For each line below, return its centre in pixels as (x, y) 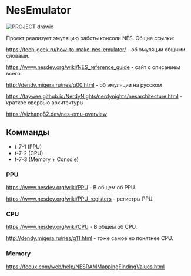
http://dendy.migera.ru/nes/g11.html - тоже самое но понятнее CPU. (90, 238)
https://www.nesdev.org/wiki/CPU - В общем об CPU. (72, 227)
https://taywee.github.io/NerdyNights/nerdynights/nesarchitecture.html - (94, 96)
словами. (18, 55)
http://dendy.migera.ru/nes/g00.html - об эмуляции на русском (84, 85)
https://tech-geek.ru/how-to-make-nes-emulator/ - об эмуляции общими (96, 49)
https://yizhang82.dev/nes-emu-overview (57, 114)
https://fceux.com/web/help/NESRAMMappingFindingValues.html (86, 267)
